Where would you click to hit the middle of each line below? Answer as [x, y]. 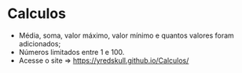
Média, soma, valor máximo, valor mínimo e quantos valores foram [126, 35]
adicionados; [40, 43]
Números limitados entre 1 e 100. [71, 52]
